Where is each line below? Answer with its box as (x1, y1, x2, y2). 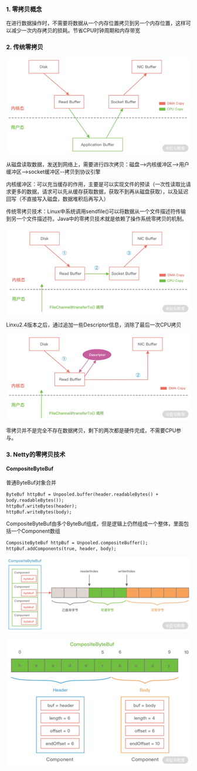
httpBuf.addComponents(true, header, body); (6, 546, 117, 551)
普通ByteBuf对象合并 (6, 479, 57, 486)
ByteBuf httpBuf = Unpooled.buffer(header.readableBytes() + (6, 491, 159, 497)
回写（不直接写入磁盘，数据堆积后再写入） (6, 196, 109, 203)
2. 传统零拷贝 (6, 43, 43, 51)
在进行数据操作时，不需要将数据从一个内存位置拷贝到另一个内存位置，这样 (6, 19, 186, 27)
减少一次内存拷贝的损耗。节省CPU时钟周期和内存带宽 (11, 27, 141, 34)
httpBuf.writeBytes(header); (6, 503, 77, 509)
